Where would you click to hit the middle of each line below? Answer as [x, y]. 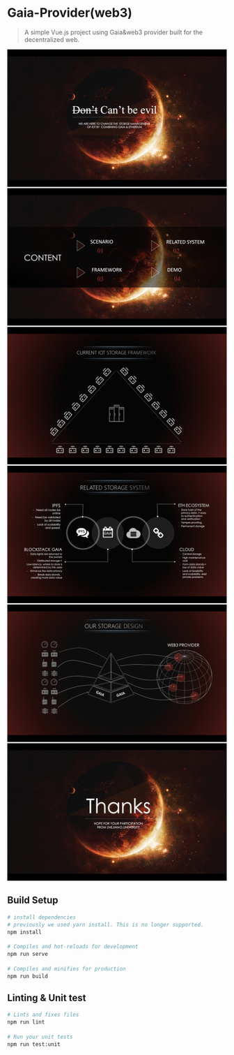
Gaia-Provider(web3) [70, 13]
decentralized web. [52, 39]
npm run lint [26, 1022]
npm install [24, 932]
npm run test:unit [34, 1044]
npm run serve [28, 954]
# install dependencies [42, 917]
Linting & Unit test [47, 998]
